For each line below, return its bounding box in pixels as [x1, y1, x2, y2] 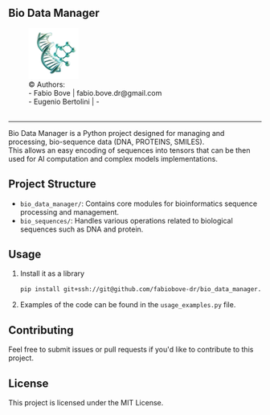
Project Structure [8, 177, 96, 191]
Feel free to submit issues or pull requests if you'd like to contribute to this [8, 345, 254, 355]
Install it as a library [19, 269, 85, 278]
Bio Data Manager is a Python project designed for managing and [8, 128, 225, 138]
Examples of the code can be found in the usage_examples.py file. [19, 300, 236, 310]
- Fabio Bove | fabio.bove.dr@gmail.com [28, 88, 162, 97]
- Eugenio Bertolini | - [28, 97, 100, 106]
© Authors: [28, 80, 66, 89]
